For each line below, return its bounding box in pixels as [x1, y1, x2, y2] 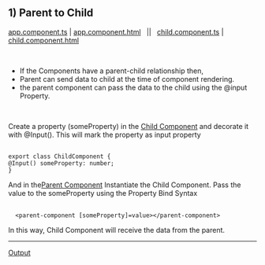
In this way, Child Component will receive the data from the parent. [8, 225, 226, 234]
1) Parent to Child [8, 6, 94, 20]
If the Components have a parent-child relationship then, [19, 66, 203, 75]
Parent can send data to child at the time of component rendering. [19, 74, 235, 83]
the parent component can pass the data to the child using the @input [19, 83, 248, 92]
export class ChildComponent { [8, 153, 111, 160]
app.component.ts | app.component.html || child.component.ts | [8, 27, 224, 36]
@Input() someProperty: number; [8, 160, 114, 167]
